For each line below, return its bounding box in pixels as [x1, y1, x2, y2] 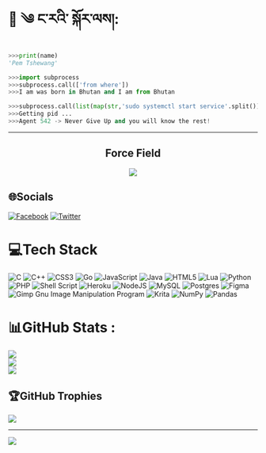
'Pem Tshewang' [8, 59, 59, 67]
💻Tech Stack [8, 240, 98, 259]
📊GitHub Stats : [8, 318, 116, 336]
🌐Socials [8, 190, 54, 204]
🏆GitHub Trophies [8, 389, 103, 403]
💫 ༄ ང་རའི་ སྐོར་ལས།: [8, 10, 120, 29]
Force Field [105, 147, 161, 160]
